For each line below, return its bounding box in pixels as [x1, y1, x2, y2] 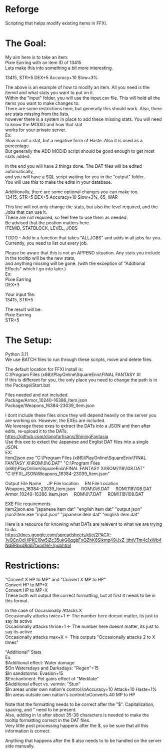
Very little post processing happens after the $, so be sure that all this [5, 722, 148, 728]
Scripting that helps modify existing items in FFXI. [5, 20, 107, 26]
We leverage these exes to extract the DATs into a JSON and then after [5, 423, 151, 429]
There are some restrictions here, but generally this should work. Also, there [5, 105, 162, 111]
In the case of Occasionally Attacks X [5, 607, 82, 613]
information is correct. [5, 727, 51, 734]
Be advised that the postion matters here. [5, 219, 90, 226]
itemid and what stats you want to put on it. [5, 89, 94, 96]
